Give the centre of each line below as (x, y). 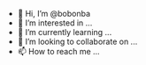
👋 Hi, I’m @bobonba (54, 14)
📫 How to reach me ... (58, 51)
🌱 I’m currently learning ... (65, 32)
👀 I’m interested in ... (55, 23)
